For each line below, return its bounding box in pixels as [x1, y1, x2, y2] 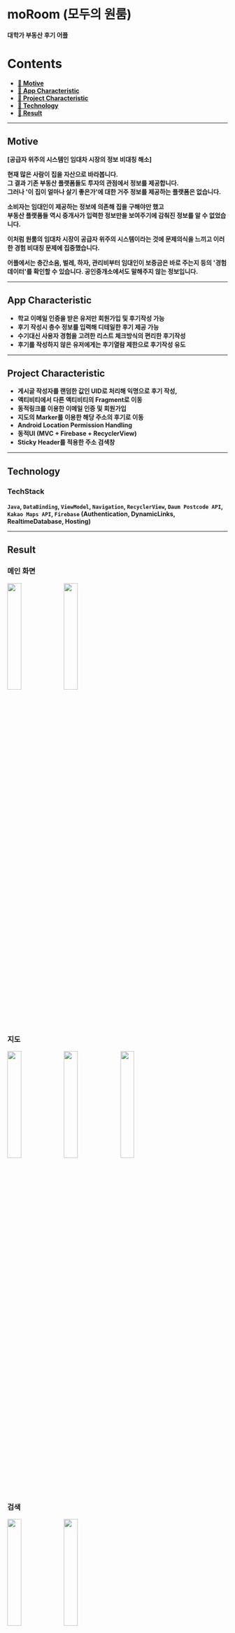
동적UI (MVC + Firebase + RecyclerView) [17, 429, 138, 438]
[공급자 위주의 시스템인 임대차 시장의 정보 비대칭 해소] [7, 155, 152, 163]
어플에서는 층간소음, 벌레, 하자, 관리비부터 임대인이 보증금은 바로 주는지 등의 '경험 [7, 258, 227, 267]
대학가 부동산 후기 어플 [7, 31, 69, 39]
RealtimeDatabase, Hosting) [7, 517, 91, 525]
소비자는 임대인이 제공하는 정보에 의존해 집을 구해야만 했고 [7, 202, 164, 211]
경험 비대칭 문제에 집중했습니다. [14, 243, 100, 252]
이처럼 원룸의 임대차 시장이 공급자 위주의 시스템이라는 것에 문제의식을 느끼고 [7, 235, 212, 243]
